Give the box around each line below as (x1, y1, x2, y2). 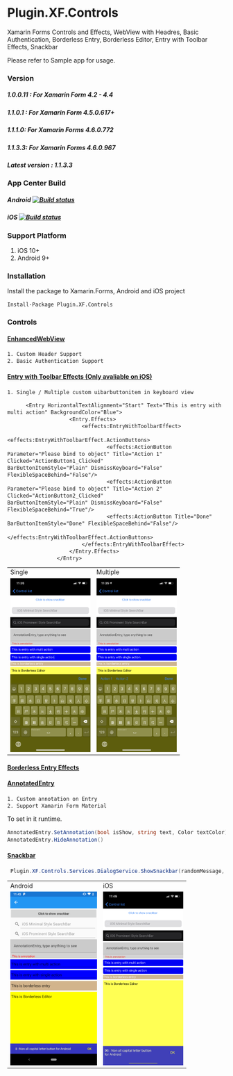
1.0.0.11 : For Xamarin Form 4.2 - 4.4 (7, 90, 113, 99)
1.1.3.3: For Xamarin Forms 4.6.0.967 (7, 143, 116, 152)
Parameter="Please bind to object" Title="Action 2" (7, 485, 163, 492)
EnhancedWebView (7, 334, 65, 343)
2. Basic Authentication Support (7, 358, 104, 365)
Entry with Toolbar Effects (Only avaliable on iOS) (7, 373, 153, 381)
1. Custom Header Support (7, 351, 82, 358)
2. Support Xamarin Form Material (7, 802, 107, 809)
